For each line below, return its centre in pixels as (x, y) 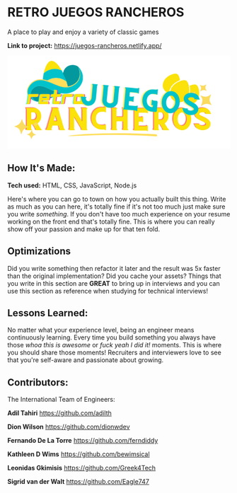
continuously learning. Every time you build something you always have (111, 337)
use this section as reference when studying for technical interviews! (108, 291)
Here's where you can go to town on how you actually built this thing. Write (117, 199)
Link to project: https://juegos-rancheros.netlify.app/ (85, 45)
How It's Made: (41, 168)
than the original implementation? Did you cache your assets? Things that (114, 276)
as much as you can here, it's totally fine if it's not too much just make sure (116, 207)
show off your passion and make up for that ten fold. (84, 229)
